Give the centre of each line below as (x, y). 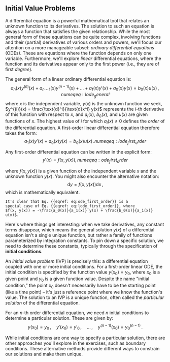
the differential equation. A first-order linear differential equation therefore (82, 128)
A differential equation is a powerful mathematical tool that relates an (77, 20)
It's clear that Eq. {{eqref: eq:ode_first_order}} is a (67, 202)
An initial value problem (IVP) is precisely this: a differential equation (77, 261)
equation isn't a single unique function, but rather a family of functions (79, 235)
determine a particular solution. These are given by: (59, 318)
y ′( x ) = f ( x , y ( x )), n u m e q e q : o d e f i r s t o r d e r (85, 161)
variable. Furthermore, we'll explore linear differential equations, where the (83, 58)
